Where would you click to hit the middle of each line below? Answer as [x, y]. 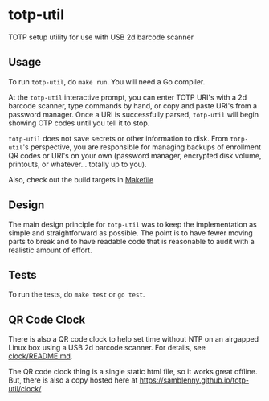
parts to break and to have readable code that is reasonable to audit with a [131, 241]
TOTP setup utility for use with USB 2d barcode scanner [101, 37]
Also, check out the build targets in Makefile [81, 179]
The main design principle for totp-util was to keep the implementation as [132, 224]
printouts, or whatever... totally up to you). [77, 164]
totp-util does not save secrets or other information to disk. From [118, 138]
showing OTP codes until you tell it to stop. [79, 123]
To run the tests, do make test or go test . [77, 294]
